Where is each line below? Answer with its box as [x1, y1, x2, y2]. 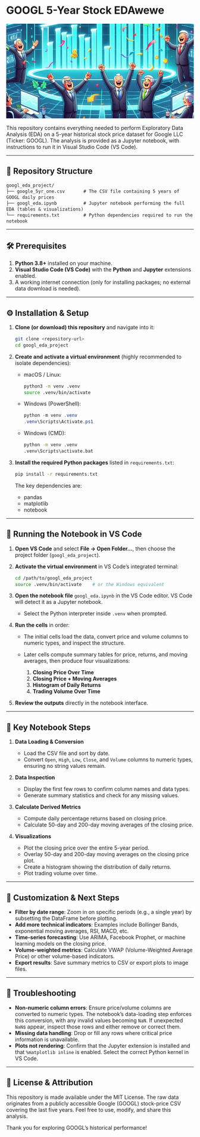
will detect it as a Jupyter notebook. [14, 599, 103, 606]
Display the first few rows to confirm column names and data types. [23, 785, 190, 793]
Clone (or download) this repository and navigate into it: [14, 323, 155, 331]
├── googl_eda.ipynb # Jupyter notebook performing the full [6, 200, 185, 206]
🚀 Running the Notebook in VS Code [6, 529, 142, 540]
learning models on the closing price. [14, 940, 106, 947]
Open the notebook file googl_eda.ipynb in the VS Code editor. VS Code [14, 592, 192, 599]
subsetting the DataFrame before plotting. [14, 915, 118, 922]
